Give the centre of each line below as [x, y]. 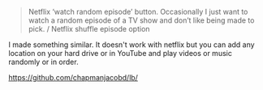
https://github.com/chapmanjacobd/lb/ [73, 77]
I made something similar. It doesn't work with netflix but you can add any [131, 45]
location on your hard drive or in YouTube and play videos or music [121, 53]
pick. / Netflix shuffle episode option [89, 29]
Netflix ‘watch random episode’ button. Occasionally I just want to [138, 12]
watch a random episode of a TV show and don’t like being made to [141, 20]
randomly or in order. [43, 62]
